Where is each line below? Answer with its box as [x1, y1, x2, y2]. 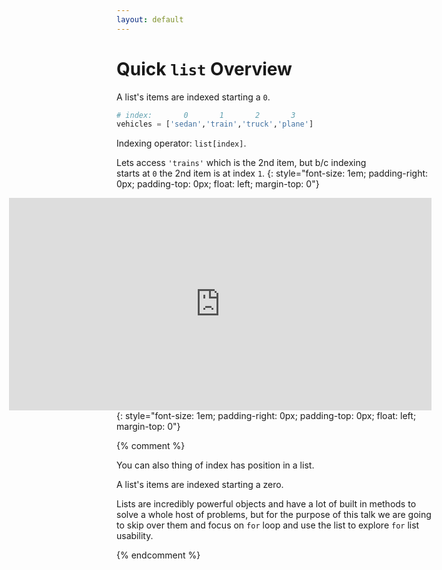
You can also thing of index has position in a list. [116, 459, 315, 471]
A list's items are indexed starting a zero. [116, 479, 284, 491]
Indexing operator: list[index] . [116, 137, 247, 150]
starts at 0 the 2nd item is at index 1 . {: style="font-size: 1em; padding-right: [116, 167, 429, 180]
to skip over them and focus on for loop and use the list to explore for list [116, 519, 420, 531]
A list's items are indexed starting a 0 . [116, 91, 271, 103]
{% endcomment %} [116, 549, 201, 561]
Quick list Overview [116, 57, 293, 80]
